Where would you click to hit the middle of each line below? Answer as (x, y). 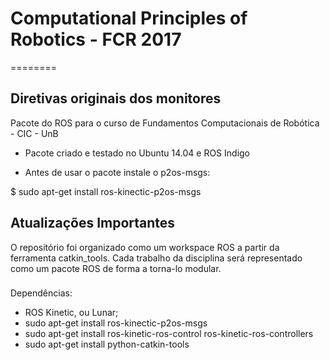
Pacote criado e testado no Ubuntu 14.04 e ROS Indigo (137, 153)
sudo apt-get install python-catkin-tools (107, 344)
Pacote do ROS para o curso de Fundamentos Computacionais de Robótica (165, 123)
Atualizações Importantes (93, 223)
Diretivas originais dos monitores (116, 98)
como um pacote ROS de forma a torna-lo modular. (116, 268)
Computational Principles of (129, 18)
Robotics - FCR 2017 (96, 39)
